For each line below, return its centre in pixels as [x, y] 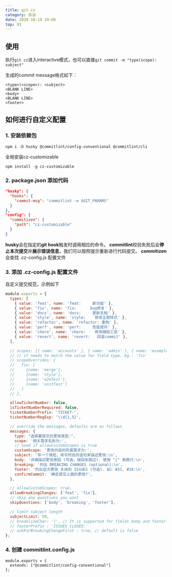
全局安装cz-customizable [32, 156]
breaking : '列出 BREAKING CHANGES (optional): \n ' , [69, 465]
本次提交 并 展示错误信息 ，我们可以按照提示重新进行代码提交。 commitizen [88, 251]
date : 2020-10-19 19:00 [31, 19]
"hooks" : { [21, 196]
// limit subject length [36, 512]
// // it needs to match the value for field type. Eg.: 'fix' [79, 355]
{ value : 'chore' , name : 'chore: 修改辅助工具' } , [71, 332]
